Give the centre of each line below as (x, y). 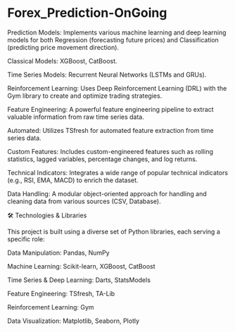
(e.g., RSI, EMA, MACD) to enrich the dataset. (73, 180)
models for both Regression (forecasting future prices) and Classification (113, 39)
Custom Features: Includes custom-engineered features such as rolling (110, 151)
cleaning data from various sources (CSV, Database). (84, 201)
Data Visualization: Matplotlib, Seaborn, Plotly (73, 321)
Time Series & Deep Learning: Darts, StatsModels (79, 280)
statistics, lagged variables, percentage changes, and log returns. (102, 159)
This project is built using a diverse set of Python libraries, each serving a (114, 231)
